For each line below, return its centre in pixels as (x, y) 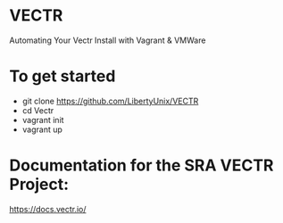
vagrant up (42, 129)
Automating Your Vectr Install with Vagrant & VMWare (108, 40)
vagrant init (43, 120)
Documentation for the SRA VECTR (141, 165)
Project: (39, 185)
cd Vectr (38, 110)
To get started (62, 76)
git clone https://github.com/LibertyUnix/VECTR (110, 101)
